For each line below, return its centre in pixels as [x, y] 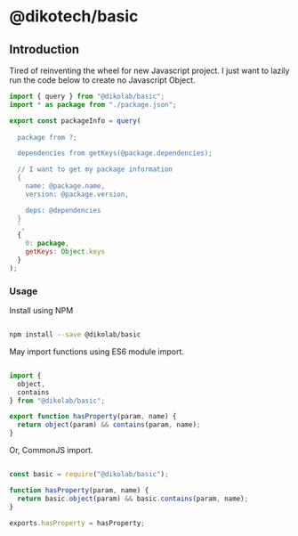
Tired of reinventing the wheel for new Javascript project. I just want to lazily [149, 70]
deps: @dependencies [63, 210]
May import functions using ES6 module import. [97, 351]
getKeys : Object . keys [65, 252]
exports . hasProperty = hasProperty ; [77, 523]
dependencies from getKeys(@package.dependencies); [115, 153]
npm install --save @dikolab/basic [75, 335]
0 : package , [47, 244]
